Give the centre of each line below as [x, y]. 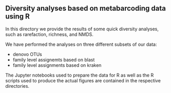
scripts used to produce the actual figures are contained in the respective [83, 80]
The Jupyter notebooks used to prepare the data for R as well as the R [80, 75]
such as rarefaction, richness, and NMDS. [50, 34]
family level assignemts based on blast [54, 60]
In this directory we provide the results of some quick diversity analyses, [82, 29]
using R [17, 17]
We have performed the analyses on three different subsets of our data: [81, 44]
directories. [17, 86]
